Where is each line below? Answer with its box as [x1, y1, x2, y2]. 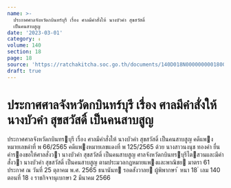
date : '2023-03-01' [7, 29, 63, 36]
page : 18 [7, 55, 32, 62]
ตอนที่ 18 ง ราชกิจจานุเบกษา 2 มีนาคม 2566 [7, 174, 111, 182]
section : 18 [7, 49, 41, 56]
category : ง [7, 36, 41, 43]
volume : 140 [7, 42, 41, 49]
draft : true [7, 67, 41, 74]
